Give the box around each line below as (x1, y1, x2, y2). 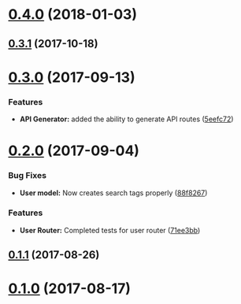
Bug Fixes (8, 170, 47, 181)
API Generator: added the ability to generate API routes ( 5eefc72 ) (19, 114, 234, 124)
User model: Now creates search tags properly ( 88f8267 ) (19, 187, 208, 198)
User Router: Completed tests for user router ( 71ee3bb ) (19, 225, 201, 235)
